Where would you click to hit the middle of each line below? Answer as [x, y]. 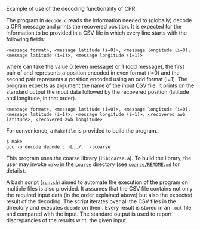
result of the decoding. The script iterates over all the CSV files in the [91, 201]
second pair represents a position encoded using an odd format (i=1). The [97, 79]
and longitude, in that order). [41, 98]
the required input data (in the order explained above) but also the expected [99, 195]
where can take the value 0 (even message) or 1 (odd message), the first [96, 66]
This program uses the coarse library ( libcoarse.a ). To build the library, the [99, 158]
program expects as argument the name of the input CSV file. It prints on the [100, 85]
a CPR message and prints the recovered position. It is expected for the [94, 27]
